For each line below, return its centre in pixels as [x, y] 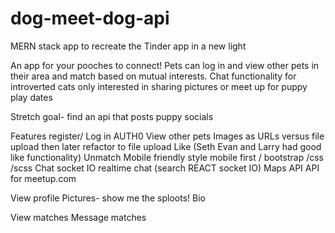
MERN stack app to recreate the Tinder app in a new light [128, 46]
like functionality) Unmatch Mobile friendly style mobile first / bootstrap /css [167, 157]
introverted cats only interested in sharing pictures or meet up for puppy [159, 86]
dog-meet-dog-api [90, 18]
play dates [31, 97]
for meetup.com [43, 178]
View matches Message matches [78, 217]
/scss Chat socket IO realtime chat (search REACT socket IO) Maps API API [165, 168]
